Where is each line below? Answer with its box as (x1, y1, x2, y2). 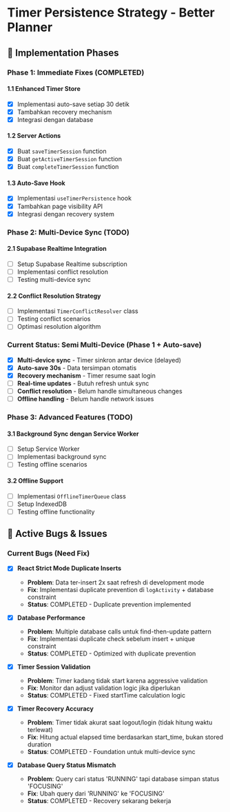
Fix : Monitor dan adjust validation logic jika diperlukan (27, 684, 181, 692)
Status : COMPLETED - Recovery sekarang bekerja (27, 796, 171, 804)
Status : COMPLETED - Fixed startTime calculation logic (27, 691, 186, 699)
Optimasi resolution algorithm (17, 323, 101, 331)
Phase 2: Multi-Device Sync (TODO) (7, 227, 129, 237)
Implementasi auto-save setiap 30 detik (17, 100, 129, 108)
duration (27, 740, 52, 749)
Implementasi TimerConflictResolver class (17, 307, 139, 315)
